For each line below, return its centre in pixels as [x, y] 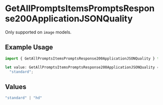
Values [16, 87]
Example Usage [29, 47]
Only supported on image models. [38, 32]
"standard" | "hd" [24, 98]
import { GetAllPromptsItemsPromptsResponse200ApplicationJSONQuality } [80, 59]
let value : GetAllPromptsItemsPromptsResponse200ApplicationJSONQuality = [82, 67]
